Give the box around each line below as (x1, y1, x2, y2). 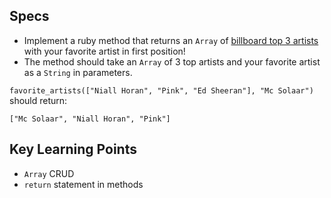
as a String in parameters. (23, 66, 133, 78)
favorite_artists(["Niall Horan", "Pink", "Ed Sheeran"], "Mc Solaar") (9, 85, 314, 96)
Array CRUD (23, 167, 75, 179)
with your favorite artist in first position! (23, 45, 186, 57)
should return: (9, 94, 68, 106)
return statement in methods (23, 178, 144, 190)
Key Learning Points (9, 141, 137, 158)
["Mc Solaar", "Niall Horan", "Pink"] (9, 114, 171, 124)
